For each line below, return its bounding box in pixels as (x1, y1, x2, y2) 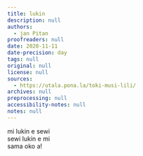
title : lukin (7, 10, 46, 17)
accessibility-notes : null (7, 101, 86, 108)
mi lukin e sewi (7, 127, 50, 135)
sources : (7, 75, 33, 83)
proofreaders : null (7, 36, 64, 43)
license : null (7, 69, 49, 76)
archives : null (7, 88, 52, 95)
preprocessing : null (7, 95, 68, 102)
